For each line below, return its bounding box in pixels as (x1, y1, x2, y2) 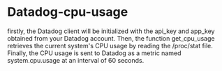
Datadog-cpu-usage (7, 4, 128, 20)
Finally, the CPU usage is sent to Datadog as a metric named (7, 49, 182, 57)
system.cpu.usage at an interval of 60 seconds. (7, 56, 145, 64)
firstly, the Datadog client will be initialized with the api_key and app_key (7, 27, 215, 35)
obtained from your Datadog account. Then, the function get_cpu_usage (7, 34, 215, 42)
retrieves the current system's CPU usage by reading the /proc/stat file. (7, 41, 213, 50)
